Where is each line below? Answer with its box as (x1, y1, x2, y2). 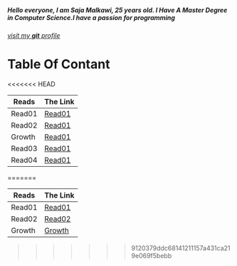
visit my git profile (7, 31, 60, 39)
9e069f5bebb (131, 251, 172, 260)
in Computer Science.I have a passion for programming (7, 13, 176, 21)
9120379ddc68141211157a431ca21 (131, 243, 231, 252)
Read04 (11, 155, 38, 165)
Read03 (11, 143, 38, 153)
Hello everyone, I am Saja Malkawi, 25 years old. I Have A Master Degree (7, 6, 228, 14)
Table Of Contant (7, 56, 110, 73)
